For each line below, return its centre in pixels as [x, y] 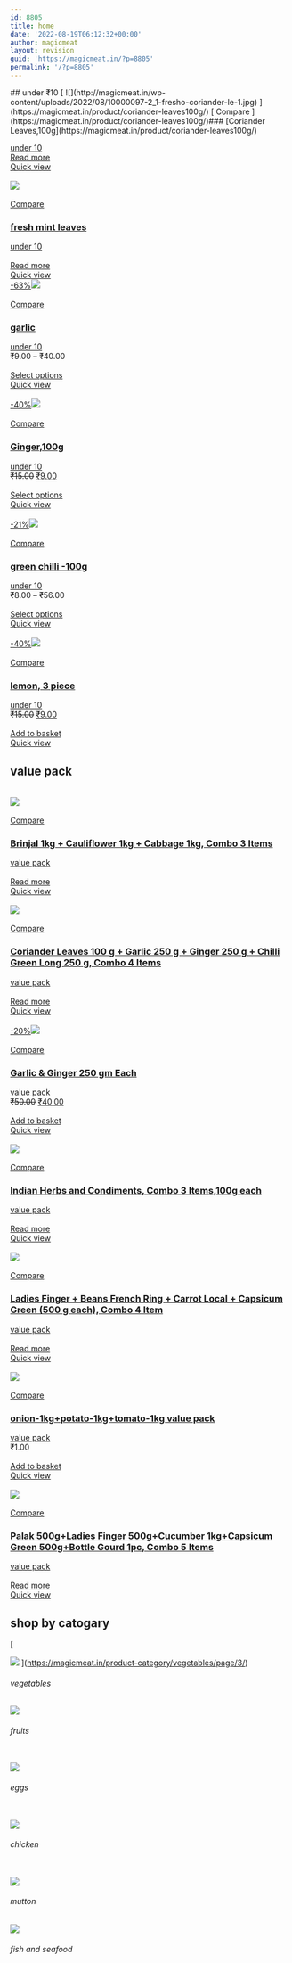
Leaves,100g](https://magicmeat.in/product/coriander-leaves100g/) [134, 130]
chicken [24, 1844]
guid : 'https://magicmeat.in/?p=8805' [82, 59]
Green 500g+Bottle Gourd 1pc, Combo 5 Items [112, 1547]
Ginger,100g [37, 447]
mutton [23, 1901]
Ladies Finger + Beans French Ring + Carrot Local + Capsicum [146, 1299]
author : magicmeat [44, 42]
